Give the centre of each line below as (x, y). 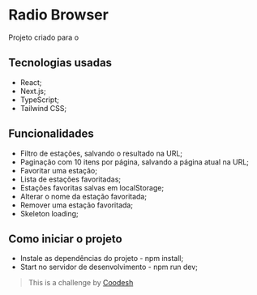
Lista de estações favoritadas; (71, 179)
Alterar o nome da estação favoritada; (84, 196)
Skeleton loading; (49, 213)
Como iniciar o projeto (66, 239)
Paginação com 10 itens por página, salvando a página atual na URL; (135, 162)
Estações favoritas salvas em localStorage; (92, 187)
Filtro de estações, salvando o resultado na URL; (101, 153)
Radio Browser (59, 15)
